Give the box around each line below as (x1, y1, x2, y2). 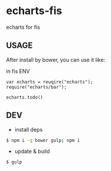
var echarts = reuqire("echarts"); (6, 79, 93, 85)
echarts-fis (6, 4, 63, 18)
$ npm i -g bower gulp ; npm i (6, 137, 80, 143)
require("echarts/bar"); (6, 84, 67, 90)
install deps (14, 126, 43, 133)
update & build (14, 148, 50, 155)
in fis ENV (6, 68, 31, 75)
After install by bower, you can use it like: (6, 56, 106, 63)
